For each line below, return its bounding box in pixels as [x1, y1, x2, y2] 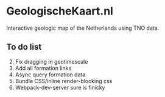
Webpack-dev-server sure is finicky [15, 84, 105, 91]
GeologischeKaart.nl [6, 4, 114, 18]
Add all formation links [15, 64, 72, 72]
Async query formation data [15, 71, 86, 78]
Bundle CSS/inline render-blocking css [15, 77, 113, 84]
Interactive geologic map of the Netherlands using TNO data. [6, 24, 160, 32]
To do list [6, 42, 42, 52]
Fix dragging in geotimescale [15, 58, 88, 65]
